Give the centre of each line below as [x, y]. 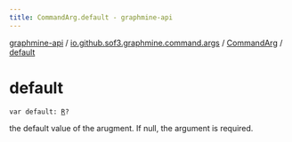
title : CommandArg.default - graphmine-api [91, 17]
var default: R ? [39, 112]
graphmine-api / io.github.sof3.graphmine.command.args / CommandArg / [146, 43]
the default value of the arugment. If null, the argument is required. [131, 128]
